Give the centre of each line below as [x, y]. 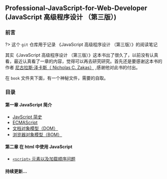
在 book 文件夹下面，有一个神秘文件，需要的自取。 [57, 78]
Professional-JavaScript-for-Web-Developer [76, 8]
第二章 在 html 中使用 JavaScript [39, 147]
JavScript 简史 [27, 117]
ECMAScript [25, 122]
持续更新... [16, 171]
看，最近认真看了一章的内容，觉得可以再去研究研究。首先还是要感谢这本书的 [84, 61]
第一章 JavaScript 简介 [29, 105]
